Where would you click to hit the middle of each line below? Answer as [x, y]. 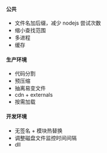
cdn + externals [34, 95]
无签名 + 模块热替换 [39, 130]
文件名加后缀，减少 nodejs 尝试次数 [58, 23]
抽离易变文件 [30, 89]
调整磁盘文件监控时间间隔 [46, 138]
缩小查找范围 [30, 30]
